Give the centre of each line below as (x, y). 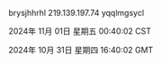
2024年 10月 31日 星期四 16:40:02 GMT (81, 50)
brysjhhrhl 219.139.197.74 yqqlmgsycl (76, 13)
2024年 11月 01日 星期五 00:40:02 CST (80, 31)
